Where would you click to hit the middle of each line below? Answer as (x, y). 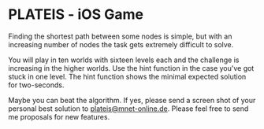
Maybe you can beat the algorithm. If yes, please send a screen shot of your (132, 100)
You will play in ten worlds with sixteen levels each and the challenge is (124, 60)
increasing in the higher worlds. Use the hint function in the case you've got (131, 68)
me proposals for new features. (59, 116)
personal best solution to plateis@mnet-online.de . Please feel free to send (128, 109)
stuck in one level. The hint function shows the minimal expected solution (127, 76)
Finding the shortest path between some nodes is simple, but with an (120, 36)
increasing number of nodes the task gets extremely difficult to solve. (121, 44)
